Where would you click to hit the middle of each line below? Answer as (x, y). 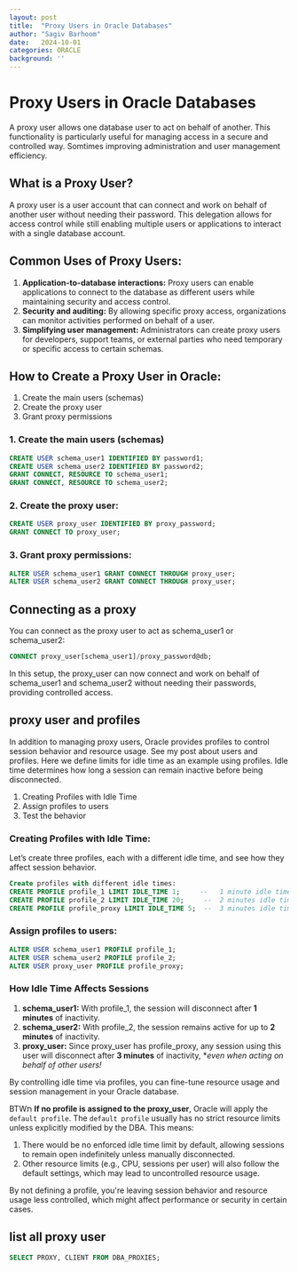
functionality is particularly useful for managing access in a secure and (139, 136)
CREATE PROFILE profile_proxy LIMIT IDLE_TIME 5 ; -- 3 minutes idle (142, 908)
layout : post (33, 17)
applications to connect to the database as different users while (138, 292)
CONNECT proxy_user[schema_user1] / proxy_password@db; (111, 657)
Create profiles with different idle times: (93, 884)
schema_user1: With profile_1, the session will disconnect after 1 (139, 1008)
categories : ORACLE (45, 51)
